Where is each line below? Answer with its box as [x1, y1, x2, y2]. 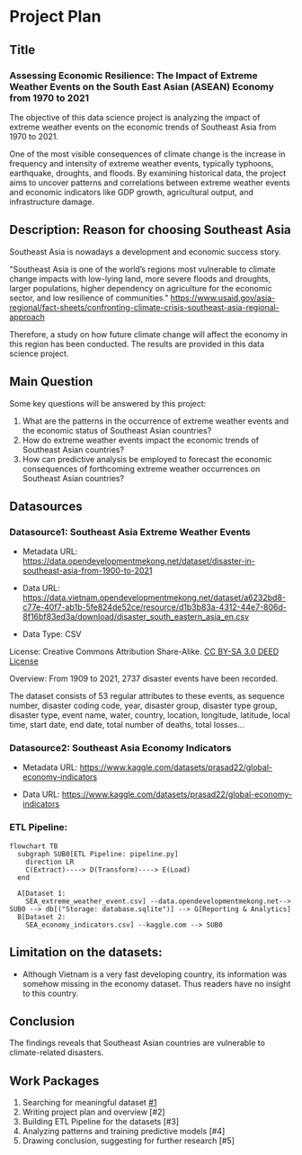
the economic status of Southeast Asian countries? [22, 425, 212, 435]
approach [9, 311, 45, 322]
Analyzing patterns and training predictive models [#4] [22, 1126, 226, 1137]
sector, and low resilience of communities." [9, 292, 169, 303]
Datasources [9, 498, 83, 514]
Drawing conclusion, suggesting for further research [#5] [22, 1135, 235, 1146]
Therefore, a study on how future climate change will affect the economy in [9, 328, 289, 339]
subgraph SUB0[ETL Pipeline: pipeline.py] [17, 849, 179, 858]
